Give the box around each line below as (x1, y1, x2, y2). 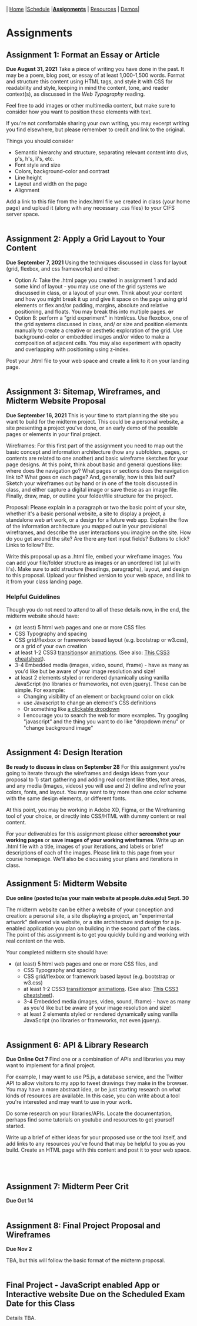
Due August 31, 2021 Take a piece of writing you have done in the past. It (6, 66, 184, 72)
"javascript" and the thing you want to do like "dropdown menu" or (23, 718, 185, 725)
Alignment (14, 187, 40, 193)
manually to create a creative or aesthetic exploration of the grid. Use (14, 327, 183, 334)
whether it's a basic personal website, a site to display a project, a (6, 510, 166, 517)
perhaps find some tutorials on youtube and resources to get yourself (6, 1116, 175, 1123)
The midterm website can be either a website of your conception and (6, 906, 173, 913)
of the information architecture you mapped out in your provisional (6, 522, 167, 529)
